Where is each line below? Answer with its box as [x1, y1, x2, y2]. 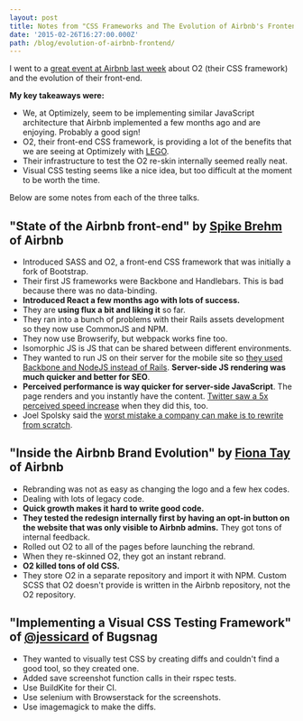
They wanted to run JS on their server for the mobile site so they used [22, 353, 283, 364]
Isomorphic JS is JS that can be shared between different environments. [22, 343, 292, 354]
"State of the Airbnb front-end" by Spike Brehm [9, 218, 282, 234]
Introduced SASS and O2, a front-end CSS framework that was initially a [22, 256, 291, 267]
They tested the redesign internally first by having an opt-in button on [22, 512, 290, 523]
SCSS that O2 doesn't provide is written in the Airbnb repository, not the [22, 579, 291, 590]
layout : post [9, 13, 59, 23]
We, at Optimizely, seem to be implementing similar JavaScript [22, 107, 255, 118]
